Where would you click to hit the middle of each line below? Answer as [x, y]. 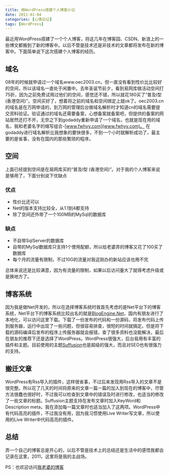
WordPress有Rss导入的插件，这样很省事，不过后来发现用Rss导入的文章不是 [83, 382]
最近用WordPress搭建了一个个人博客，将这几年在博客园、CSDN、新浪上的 [82, 39]
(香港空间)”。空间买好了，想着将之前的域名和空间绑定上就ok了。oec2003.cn [84, 101]
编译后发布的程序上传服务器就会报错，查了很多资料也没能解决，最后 [93, 332]
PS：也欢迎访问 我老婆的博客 [34, 467]
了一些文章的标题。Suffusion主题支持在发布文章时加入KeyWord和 [73, 401]
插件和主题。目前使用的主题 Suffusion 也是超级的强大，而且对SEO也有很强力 [83, 345]
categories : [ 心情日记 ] [28, 19]
